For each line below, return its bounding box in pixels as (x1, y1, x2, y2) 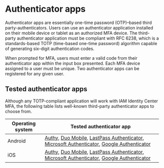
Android (7, 137, 26, 144)
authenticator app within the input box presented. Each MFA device (5, 60, 141, 66)
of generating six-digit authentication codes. (5, 46, 95, 51)
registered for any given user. (5, 71, 64, 76)
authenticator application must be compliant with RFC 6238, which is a (17, 35, 159, 41)
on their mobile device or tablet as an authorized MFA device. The (5, 30, 138, 36)
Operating (12, 120, 36, 127)
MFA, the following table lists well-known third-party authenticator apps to (5, 103, 155, 109)
